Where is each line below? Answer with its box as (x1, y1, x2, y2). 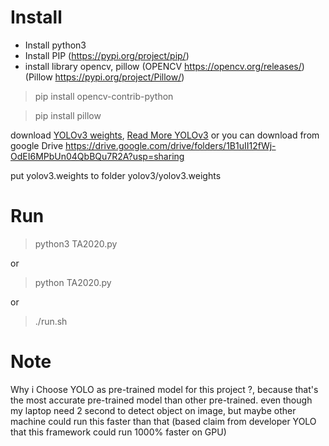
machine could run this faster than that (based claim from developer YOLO (10, 415, 317, 427)
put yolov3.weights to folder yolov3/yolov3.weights (10, 169, 222, 181)
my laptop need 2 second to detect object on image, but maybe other (10, 404, 297, 416)
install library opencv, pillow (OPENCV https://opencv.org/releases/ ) (24, 60, 305, 72)
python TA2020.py (34, 276, 112, 288)
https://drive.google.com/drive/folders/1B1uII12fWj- (65, 139, 277, 151)
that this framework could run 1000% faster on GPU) (10, 426, 227, 438)
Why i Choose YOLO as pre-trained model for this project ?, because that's (10, 383, 319, 395)
